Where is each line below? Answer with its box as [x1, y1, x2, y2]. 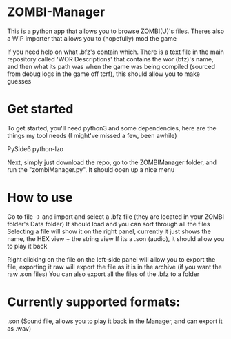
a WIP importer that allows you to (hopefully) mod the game [7, 34, 177, 42]
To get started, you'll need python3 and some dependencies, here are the [7, 124, 217, 132]
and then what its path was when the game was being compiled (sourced [7, 62, 216, 70]
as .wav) [7, 324, 32, 332]
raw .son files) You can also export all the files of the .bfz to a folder [7, 270, 200, 278]
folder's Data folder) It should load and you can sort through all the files [7, 220, 210, 228]
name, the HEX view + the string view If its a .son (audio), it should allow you [7, 234, 225, 242]
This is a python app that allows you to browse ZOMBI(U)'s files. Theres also [7, 27, 225, 35]
